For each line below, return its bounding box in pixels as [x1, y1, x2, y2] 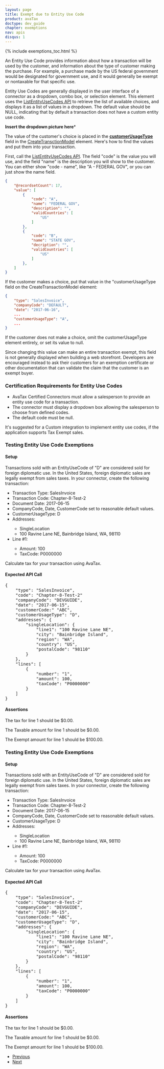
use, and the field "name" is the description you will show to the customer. [5, 158, 155, 164]
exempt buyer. [5, 370, 34, 376]
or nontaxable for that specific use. [5, 78, 76, 84]
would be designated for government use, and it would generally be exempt [5, 73, 158, 79]
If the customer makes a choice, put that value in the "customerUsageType [5, 279, 156, 285]
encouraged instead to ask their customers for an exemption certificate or [5, 360, 154, 366]
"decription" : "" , [31, 243, 69, 247]
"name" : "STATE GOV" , [31, 238, 76, 243]
